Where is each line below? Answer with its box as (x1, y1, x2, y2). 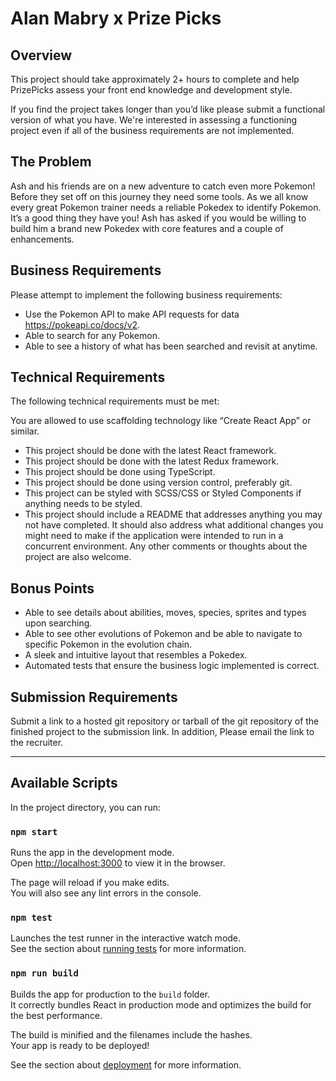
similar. (10, 425, 40, 437)
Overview (10, 47, 73, 64)
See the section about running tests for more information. (10, 943, 247, 955)
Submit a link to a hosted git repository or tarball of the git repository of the (10, 715, 320, 727)
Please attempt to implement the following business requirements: (10, 288, 283, 301)
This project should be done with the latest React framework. (24, 445, 277, 457)
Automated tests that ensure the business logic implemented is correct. (24, 660, 320, 672)
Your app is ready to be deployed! (10, 1039, 150, 1051)
